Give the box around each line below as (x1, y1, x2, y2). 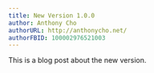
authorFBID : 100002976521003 (8, 33, 106, 42)
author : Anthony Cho (8, 19, 78, 27)
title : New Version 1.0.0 (8, 11, 95, 20)
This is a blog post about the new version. (8, 56, 147, 65)
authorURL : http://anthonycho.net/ (8, 26, 128, 34)
